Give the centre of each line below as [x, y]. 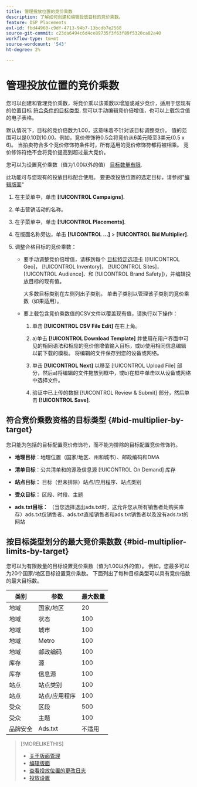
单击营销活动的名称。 [40, 209]
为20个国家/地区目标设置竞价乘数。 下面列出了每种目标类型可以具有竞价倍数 [98, 574]
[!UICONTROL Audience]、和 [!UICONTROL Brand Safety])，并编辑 [104, 274]
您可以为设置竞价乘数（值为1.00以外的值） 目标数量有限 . [74, 164]
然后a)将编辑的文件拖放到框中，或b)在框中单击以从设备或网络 [117, 372]
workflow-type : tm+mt [33, 39]
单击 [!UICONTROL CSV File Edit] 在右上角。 [86, 325]
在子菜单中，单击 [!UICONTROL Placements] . [70, 222]
